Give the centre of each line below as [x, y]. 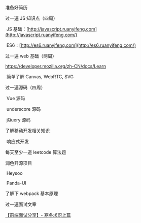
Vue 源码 [16, 98]
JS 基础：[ [17, 29]
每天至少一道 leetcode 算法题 [36, 152]
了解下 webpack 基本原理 [32, 194]
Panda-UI [16, 183]
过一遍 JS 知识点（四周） [31, 18]
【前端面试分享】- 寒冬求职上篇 [38, 215]
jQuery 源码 [19, 120]
